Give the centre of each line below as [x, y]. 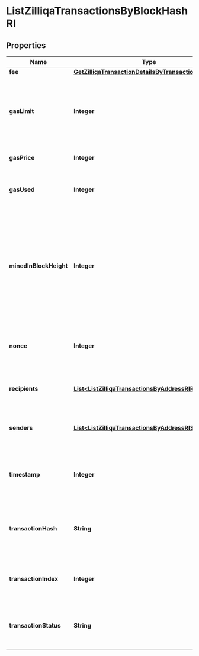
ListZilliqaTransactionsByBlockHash [97, 11]
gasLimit [22, 111]
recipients [24, 389]
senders [21, 428]
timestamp [25, 475]
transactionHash [33, 528]
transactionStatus [35, 626]
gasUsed [22, 189]
